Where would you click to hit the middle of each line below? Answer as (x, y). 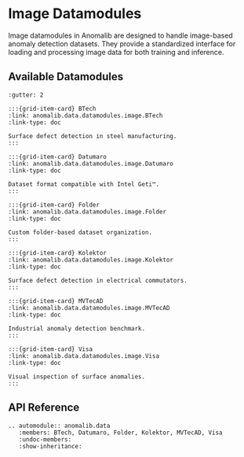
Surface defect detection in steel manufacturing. (93, 136)
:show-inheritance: (50, 446)
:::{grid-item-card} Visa (50, 349)
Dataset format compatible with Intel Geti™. (84, 184)
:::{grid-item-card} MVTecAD (56, 301)
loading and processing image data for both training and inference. (116, 52)
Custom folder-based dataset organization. (80, 232)
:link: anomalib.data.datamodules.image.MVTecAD (89, 308)
